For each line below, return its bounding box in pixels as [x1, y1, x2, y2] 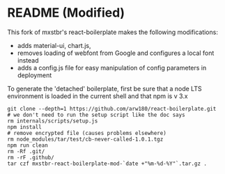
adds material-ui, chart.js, [17, 41, 92, 49]
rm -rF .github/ [7, 154, 54, 161]
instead [17, 56, 40, 64]
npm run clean [7, 141, 49, 149]
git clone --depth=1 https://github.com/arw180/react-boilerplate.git [7, 105, 217, 112]
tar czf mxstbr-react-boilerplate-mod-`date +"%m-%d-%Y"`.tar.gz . [7, 160, 208, 167]
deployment [17, 71, 52, 79]
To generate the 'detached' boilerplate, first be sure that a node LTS [7, 84, 202, 93]
